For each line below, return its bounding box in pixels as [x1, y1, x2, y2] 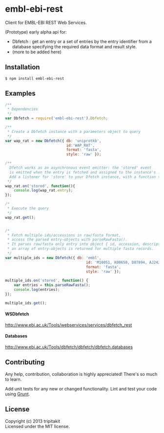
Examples [5, 89, 36, 98]
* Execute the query [7, 206, 49, 211]
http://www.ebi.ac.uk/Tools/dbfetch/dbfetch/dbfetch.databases [5, 344, 133, 350]
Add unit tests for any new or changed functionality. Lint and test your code [5, 386, 157, 391]
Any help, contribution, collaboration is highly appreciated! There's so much [5, 371, 158, 377]
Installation [5, 63, 40, 71]
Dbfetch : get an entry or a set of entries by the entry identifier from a [12, 38, 152, 44]
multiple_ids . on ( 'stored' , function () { [5, 278, 89, 283]
